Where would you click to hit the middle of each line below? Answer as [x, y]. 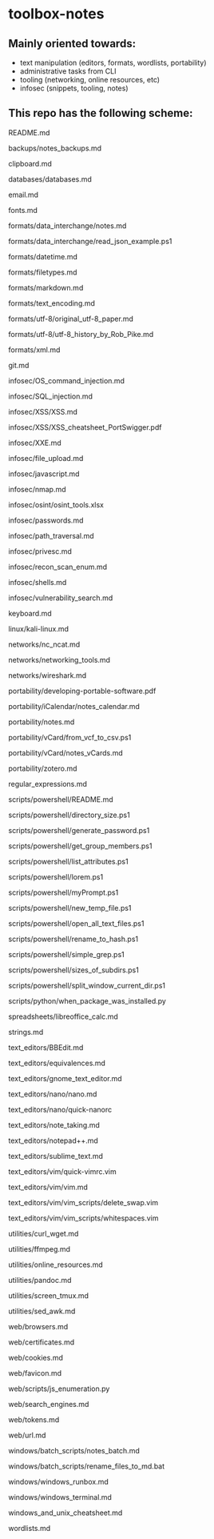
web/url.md [27, 1435]
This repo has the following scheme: [101, 113]
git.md [19, 365]
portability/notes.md [42, 722]
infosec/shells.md [38, 582]
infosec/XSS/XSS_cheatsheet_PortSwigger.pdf [85, 427]
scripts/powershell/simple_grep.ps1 [67, 954]
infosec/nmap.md [37, 489]
